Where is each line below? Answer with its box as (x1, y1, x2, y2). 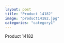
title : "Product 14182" (5, 11, 53, 16)
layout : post (5, 7, 32, 12)
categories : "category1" (5, 20, 55, 25)
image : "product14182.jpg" (5, 16, 60, 21)
